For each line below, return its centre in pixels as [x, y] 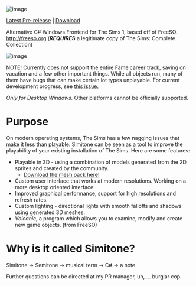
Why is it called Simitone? [71, 249]
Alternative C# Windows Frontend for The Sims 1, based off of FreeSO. [92, 32]
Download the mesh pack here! [61, 174]
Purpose [27, 122]
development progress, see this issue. [53, 86]
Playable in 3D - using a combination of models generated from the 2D [101, 162]
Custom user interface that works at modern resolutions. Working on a [100, 181]
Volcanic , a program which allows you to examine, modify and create [99, 218]
